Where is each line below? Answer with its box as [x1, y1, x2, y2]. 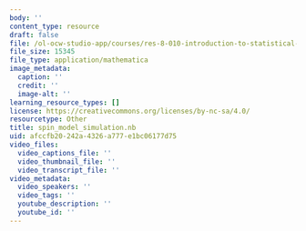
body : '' [9, 13, 43, 23]
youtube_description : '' [17, 199, 112, 209]
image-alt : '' [17, 89, 71, 98]
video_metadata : [9, 174, 71, 183]
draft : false [9, 30, 59, 39]
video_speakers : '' [17, 183, 92, 192]
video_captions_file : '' [17, 148, 112, 157]
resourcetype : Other [9, 115, 88, 124]
